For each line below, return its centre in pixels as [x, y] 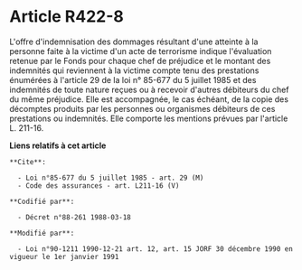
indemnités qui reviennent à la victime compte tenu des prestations [134, 70]
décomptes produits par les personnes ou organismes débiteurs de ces [142, 108]
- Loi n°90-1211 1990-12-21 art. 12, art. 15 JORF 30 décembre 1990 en [156, 249]
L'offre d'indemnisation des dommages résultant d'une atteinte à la [134, 42]
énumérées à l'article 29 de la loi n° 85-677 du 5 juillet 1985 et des [133, 79]
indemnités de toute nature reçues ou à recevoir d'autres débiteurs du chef [149, 89]
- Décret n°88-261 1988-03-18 [74, 217]
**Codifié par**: [42, 201]
